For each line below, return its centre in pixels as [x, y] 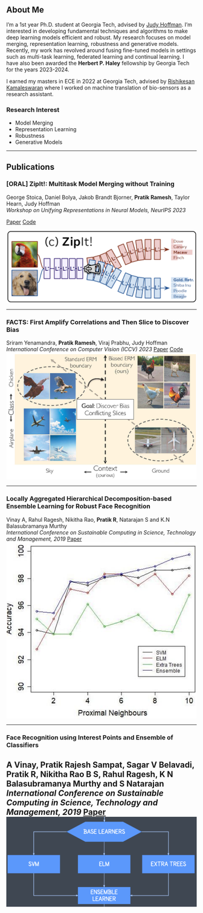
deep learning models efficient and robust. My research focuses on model [98, 37]
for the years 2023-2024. [38, 70]
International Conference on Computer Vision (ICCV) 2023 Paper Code [95, 349]
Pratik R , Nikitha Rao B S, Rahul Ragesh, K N [90, 774]
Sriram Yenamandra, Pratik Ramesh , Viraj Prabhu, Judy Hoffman [87, 343]
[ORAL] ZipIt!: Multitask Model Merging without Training [91, 184]
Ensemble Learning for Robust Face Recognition [79, 506]
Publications [31, 167]
